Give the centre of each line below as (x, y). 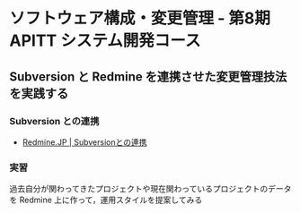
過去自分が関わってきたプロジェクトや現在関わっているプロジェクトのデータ (150, 189)
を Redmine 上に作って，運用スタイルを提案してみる (106, 200)
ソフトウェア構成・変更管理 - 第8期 (140, 18)
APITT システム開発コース (105, 41)
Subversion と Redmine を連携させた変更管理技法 (148, 77)
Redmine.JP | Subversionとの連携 (84, 142)
